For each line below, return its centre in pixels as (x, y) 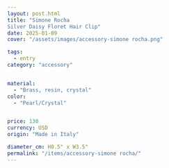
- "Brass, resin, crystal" (53, 90)
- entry (25, 59)
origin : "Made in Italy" (43, 135)
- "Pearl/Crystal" (40, 103)
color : (17, 96)
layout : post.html (34, 14)
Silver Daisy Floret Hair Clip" (54, 26)
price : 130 (23, 121)
